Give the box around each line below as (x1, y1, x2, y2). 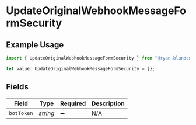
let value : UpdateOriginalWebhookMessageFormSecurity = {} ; (6, 65, 156, 71)
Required (60, 99, 86, 107)
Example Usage (6, 40, 64, 50)
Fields (6, 82, 29, 92)
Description (91, 99, 125, 107)
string (38, 109, 55, 117)
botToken (9, 110, 33, 116)
